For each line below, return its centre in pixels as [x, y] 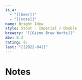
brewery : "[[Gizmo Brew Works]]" [40, 33]
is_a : [11, 10]
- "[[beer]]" [23, 14]
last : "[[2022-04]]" [27, 47]
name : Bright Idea [24, 24]
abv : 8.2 [14, 38]
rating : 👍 [16, 42]
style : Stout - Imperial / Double [41, 28]
